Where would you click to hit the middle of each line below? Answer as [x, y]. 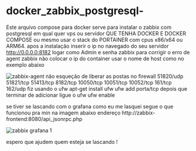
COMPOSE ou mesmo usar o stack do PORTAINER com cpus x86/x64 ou [94, 40]
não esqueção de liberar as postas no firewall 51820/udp [114, 76]
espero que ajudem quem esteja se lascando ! [62, 142]
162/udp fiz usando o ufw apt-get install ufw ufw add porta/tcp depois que [97, 88]
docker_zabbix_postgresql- [75, 11]
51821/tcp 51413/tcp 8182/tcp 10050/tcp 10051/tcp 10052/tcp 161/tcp [89, 82]
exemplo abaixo [25, 65]
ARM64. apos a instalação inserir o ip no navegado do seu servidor [87, 46]
